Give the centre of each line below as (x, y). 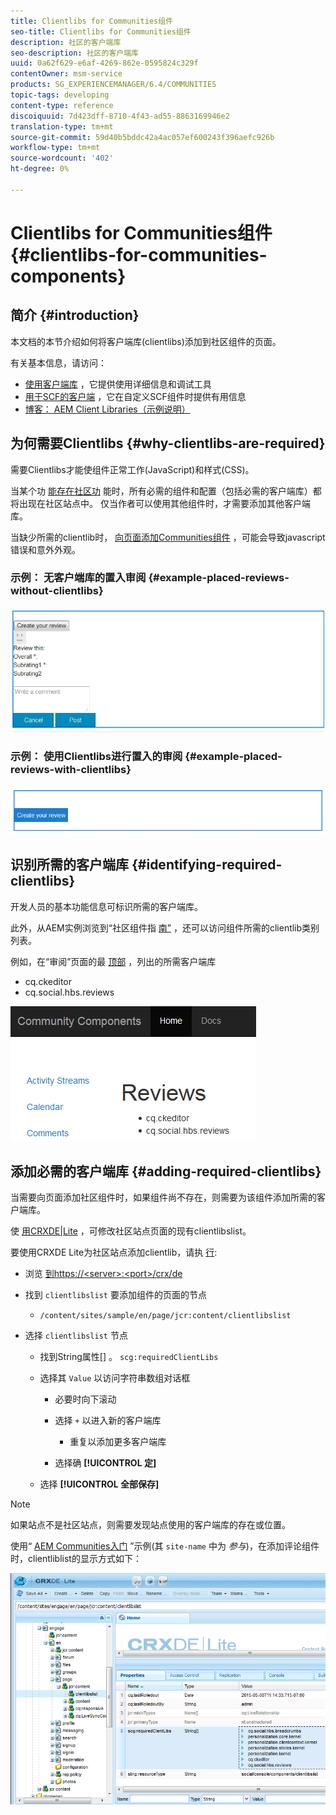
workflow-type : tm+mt (55, 148)
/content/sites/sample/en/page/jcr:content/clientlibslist (165, 1316)
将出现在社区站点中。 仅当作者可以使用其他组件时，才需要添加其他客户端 (160, 503)
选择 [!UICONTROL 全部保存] (99, 1484)
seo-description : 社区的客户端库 (74, 53)
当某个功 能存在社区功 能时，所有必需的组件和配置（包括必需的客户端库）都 (166, 491)
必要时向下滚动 (85, 1399)
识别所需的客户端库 (69, 865)
